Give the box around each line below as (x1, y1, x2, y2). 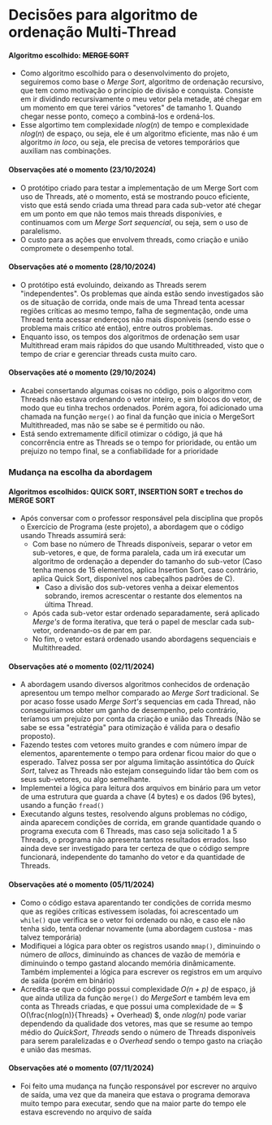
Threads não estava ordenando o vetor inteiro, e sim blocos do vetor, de (19, 394, 262, 404)
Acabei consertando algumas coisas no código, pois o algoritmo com (19, 386, 253, 395)
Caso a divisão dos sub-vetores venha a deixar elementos (44, 583, 240, 593)
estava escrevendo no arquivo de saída (19, 1107, 153, 1117)
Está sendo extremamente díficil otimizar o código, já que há (19, 429, 223, 438)
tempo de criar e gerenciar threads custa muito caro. (19, 349, 197, 358)
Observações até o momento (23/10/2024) (8, 164, 157, 174)
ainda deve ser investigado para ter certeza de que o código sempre (19, 844, 250, 854)
